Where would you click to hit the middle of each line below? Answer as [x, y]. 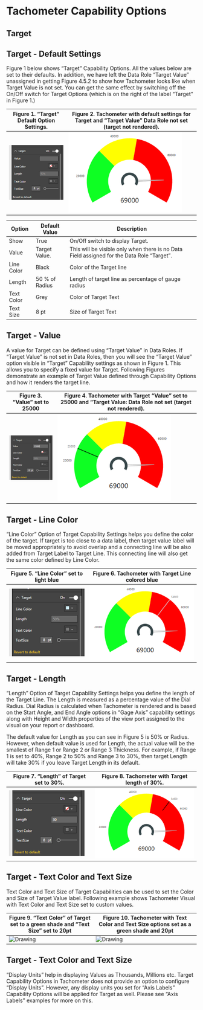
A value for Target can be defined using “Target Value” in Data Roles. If [95, 350]
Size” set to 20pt [50, 931]
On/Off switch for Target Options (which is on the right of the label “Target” [100, 94]
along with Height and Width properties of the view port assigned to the [95, 719]
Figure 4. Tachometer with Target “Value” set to [126, 396]
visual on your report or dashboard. [50, 725]
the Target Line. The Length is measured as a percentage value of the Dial [98, 700]
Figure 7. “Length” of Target [50, 776]
